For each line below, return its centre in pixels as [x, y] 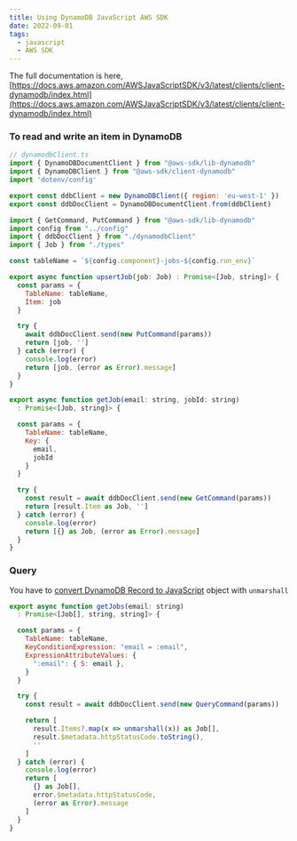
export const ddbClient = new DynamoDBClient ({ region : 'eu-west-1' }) [144, 196]
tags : [19, 34]
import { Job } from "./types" [67, 245]
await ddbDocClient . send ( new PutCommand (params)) [119, 334]
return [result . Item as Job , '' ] [87, 507]
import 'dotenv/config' [53, 180]
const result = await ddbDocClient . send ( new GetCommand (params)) [148, 499]
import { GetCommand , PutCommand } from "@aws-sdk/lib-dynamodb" [132, 220]
